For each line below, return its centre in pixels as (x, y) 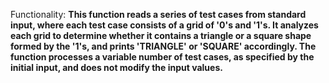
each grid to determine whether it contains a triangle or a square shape (161, 35)
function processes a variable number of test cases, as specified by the (162, 57)
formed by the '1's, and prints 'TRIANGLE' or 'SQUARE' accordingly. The (163, 46)
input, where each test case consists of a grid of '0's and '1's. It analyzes (164, 25)
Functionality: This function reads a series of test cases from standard (158, 14)
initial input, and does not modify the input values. (116, 67)
